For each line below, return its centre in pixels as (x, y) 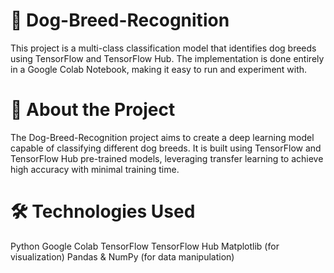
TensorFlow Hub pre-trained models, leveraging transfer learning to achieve (167, 158)
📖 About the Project (93, 110)
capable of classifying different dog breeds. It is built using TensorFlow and (166, 148)
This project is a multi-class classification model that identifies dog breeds (163, 48)
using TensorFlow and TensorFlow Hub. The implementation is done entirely (167, 58)
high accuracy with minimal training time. (95, 169)
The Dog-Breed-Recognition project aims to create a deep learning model (162, 137)
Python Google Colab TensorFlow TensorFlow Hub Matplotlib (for (145, 246)
